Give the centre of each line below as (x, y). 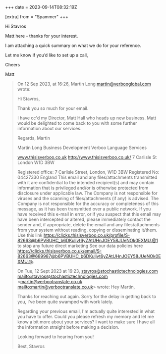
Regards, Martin (34, 138)
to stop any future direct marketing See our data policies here (80, 246)
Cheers (13, 65)
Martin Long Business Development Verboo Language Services (82, 148)
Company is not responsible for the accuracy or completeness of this (88, 203)
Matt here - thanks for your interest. (42, 36)
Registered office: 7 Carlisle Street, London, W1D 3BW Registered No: (88, 172)
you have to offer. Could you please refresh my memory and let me (85, 317)
